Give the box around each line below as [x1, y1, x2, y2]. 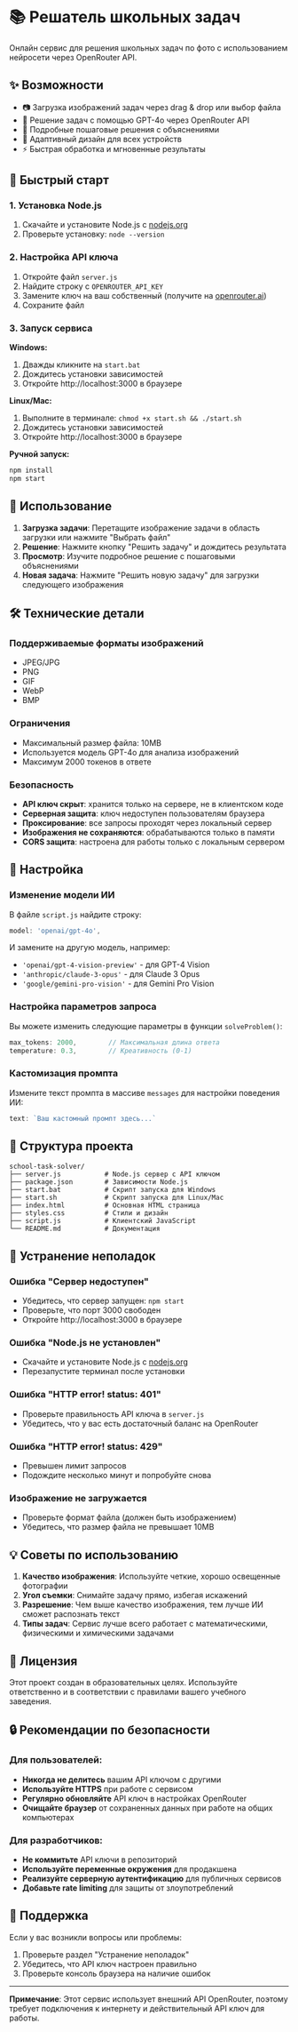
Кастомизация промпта [9, 1068, 118, 1080]
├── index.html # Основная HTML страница [9, 1201, 200, 1210]
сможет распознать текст [21, 1609, 121, 1620]
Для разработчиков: [9, 1834, 104, 1846]
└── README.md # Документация [9, 1224, 161, 1234]
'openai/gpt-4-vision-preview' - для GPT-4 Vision [21, 959, 210, 970]
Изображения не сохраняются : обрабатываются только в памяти [21, 827, 275, 837]
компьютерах [21, 1812, 74, 1822]
